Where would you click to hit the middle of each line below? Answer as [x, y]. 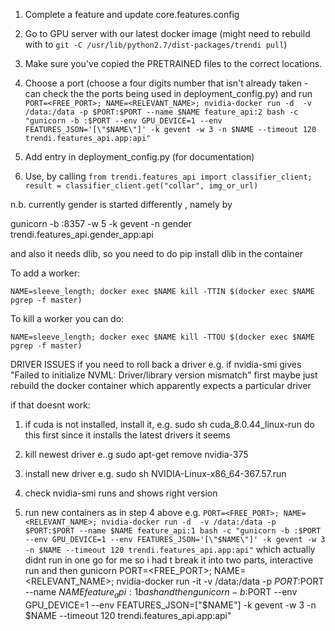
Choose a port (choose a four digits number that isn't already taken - [166, 83]
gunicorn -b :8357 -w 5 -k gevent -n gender [101, 223]
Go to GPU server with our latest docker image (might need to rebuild [167, 33]
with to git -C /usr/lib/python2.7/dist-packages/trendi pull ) [156, 44]
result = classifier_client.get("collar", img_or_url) [141, 186]
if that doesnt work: [50, 405]
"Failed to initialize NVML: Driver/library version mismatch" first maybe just [164, 375]
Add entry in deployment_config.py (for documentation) [139, 157]
